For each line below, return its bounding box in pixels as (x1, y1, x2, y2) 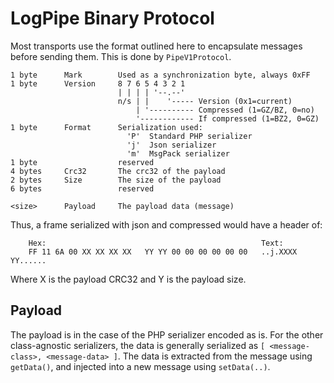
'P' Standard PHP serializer (126, 131, 253, 141)
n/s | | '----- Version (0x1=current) (117, 96, 293, 106)
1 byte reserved (10, 157, 155, 167)
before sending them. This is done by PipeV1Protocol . (10, 50, 232, 62)
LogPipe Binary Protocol (10, 7, 215, 30)
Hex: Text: (28, 238, 284, 248)
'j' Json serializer (126, 140, 217, 150)
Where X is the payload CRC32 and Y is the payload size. (10, 273, 247, 285)
